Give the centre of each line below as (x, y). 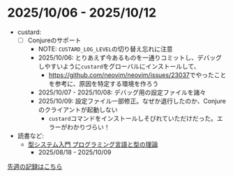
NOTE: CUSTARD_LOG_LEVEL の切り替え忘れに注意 (105, 49)
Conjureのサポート (54, 40)
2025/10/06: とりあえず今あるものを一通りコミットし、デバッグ (130, 58)
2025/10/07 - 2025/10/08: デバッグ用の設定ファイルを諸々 (122, 92)
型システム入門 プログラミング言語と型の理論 (93, 144)
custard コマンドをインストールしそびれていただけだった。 (133, 118)
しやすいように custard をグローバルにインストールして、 (119, 66)
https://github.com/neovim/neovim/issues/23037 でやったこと (137, 75)
